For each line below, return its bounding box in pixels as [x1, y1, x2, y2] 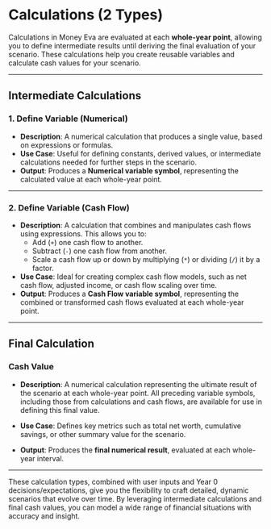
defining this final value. [19, 405, 100, 414]
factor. [31, 263, 54, 273]
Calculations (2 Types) [8, 6, 164, 24]
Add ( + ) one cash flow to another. [31, 237, 144, 247]
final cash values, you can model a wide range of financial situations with [8, 502, 252, 512]
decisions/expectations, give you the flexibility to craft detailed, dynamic [8, 485, 249, 495]
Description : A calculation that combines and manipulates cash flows [19, 220, 252, 230]
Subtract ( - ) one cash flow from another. [31, 246, 168, 256]
